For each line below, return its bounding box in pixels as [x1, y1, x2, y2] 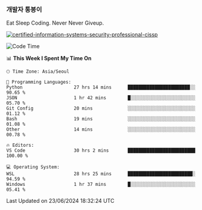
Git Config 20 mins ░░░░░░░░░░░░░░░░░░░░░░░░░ [6, 105, 196, 112]
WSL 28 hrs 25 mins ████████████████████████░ [6, 171, 196, 177]
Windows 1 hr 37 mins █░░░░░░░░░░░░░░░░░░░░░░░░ [6, 182, 196, 188]
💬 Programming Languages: [6, 79, 71, 85]
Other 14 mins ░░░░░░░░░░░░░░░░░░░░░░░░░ [6, 126, 196, 133]
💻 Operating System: [6, 164, 60, 170]
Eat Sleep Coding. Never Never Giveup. [6, 19, 104, 26]
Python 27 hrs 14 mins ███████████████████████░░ [6, 84, 196, 91]
